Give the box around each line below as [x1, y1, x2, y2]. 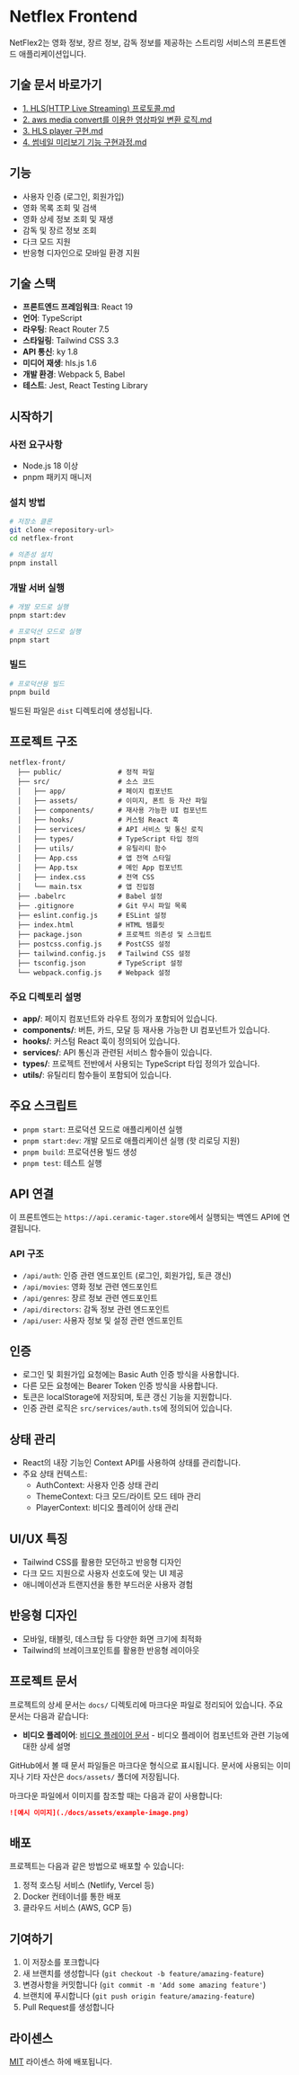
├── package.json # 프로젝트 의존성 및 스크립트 [17, 931, 213, 940]
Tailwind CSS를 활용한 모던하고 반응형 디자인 [22, 1557, 182, 1568]
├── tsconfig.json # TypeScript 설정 [17, 959, 183, 968]
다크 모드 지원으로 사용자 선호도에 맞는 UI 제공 [22, 1568, 184, 1579]
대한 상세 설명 [22, 1741, 71, 1751]
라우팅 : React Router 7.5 [22, 324, 110, 334]
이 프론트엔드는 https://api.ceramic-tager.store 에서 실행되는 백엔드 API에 [9, 1212, 281, 1223]
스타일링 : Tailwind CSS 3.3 [22, 335, 119, 346]
